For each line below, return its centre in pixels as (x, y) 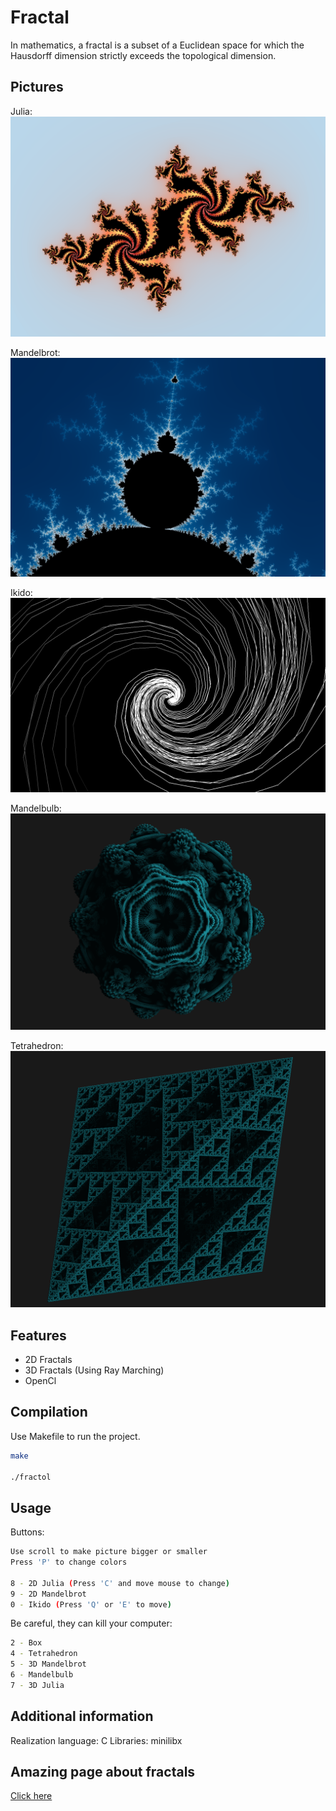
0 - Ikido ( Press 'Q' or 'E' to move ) (91, 1604)
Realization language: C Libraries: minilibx (96, 1740)
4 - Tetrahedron (44, 1654)
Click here (31, 1796)
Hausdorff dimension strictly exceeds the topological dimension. (143, 55)
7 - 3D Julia (37, 1685)
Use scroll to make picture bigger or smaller (109, 1552)
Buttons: (27, 1532)
